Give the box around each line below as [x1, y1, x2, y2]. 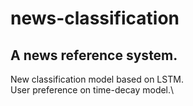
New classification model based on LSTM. [10, 73, 184, 85]
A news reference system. [10, 47, 178, 64]
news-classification [10, 7, 180, 30]
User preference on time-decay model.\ [10, 84, 175, 96]
